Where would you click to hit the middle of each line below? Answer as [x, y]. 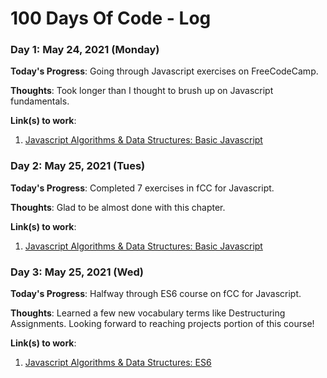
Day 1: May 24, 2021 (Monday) [85, 50]
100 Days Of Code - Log [111, 18]
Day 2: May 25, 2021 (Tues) [78, 166]
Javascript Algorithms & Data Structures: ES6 [118, 363]
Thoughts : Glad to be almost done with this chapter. [118, 207]
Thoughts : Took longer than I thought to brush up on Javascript [142, 91]
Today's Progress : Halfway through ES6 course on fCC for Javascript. [156, 294]
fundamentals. [40, 101]
